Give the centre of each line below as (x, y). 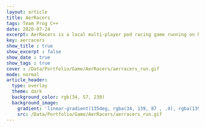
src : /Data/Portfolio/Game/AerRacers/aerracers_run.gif (90, 114)
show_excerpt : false (34, 52)
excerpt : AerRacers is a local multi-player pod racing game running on (101, 35)
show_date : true (28, 57)
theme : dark (27, 92)
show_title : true (30, 46)
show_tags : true (28, 63)
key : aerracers (26, 40)
